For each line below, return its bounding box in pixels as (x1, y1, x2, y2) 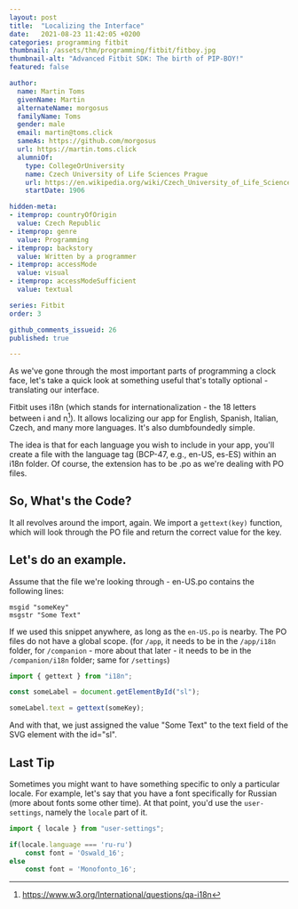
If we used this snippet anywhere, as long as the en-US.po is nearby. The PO (9, 626, 287, 637)
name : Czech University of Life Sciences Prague (25, 170, 208, 179)
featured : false (9, 63, 69, 72)
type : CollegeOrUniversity (25, 161, 125, 170)
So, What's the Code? (9, 494, 132, 509)
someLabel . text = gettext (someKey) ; (9, 704, 145, 712)
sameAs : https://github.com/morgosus (17, 137, 157, 146)
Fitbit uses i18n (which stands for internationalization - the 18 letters (9, 402, 257, 413)
